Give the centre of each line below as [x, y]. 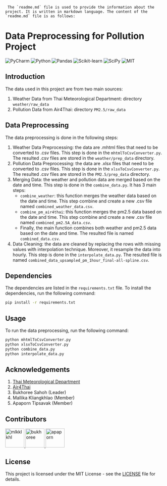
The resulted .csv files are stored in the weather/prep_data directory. [83, 158]
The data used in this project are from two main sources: [64, 89]
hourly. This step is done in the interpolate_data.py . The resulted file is [87, 255]
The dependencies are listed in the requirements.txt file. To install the [78, 288]
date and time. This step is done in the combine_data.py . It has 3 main [84, 185]
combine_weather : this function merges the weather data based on [88, 196]
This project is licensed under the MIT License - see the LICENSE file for [80, 474]
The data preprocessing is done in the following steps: [62, 137]
